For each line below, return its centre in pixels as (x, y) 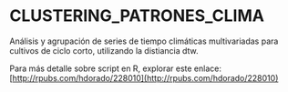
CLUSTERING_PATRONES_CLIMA (137, 16)
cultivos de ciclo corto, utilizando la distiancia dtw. (104, 50)
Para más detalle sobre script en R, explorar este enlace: (115, 68)
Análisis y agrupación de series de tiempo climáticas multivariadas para (144, 41)
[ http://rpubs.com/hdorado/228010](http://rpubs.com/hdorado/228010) (144, 77)
